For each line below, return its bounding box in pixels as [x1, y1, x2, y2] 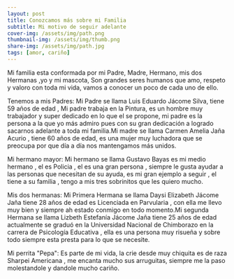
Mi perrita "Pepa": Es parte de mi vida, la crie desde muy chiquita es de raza [7, 249, 227, 257]
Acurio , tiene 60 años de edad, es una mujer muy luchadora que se [7, 134, 203, 142]
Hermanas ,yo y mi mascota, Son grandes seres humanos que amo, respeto [7, 76, 226, 84]
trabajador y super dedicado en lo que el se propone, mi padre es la [7, 111, 203, 120]
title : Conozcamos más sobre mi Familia [7, 17, 127, 24]
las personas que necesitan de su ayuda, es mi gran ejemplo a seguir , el [7, 169, 217, 178]
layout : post [7, 10, 45, 17]
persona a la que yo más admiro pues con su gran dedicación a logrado [7, 119, 214, 127]
